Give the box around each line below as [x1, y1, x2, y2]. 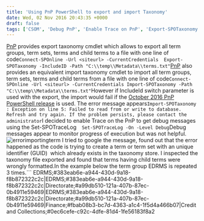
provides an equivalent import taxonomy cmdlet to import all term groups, [6, 68, 192, 76]
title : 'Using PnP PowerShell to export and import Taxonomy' [6, 9, 168, 15]
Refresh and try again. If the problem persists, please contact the [6, 112, 188, 118]
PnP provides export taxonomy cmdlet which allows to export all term [6, 43, 181, 50]
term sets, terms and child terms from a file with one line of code [6, 75, 170, 82]
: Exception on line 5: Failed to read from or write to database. [6, 106, 182, 113]
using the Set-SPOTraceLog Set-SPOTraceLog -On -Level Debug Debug [6, 123, 186, 131]
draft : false [6, 20, 40, 26]
